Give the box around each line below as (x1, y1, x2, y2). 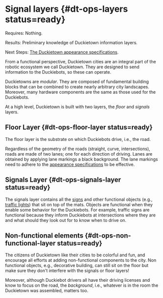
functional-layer (5, 239, 56, 247)
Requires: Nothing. (5, 30, 43, 36)
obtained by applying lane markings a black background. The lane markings (5, 156, 158, 162)
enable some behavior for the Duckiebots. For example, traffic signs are (5, 207, 150, 213)
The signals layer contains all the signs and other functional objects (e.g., (5, 196, 153, 202)
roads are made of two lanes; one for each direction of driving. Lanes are (5, 151, 153, 157)
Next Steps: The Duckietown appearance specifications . (5, 49, 119, 55)
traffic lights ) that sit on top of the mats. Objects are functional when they (5, 201, 153, 207)
